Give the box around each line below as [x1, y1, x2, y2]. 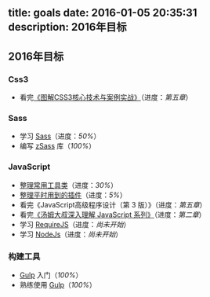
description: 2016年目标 [8, 20, 127, 34]
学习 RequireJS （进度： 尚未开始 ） [19, 219, 131, 229]
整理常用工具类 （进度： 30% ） [19, 180, 118, 189]
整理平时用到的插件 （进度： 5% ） [19, 190, 127, 200]
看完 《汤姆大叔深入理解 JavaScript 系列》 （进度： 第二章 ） [19, 210, 206, 219]
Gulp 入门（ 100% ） [19, 270, 83, 280]
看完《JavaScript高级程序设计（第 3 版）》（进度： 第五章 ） [19, 200, 207, 209]
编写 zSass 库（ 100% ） [19, 141, 96, 151]
